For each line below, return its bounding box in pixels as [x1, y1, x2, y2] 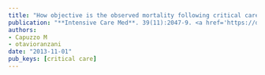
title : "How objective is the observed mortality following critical [8, 11, 242, 20]
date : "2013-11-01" [8, 48, 73, 55]
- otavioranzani [8, 41, 62, 48]
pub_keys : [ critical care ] [8, 55, 97, 63]
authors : [8, 26, 37, 34]
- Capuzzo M [8, 33, 47, 41]
